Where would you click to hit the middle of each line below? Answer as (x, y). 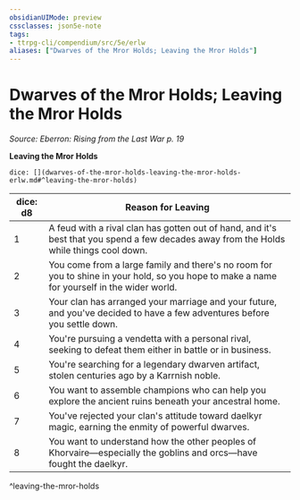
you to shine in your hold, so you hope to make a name (163, 276)
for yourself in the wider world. (113, 287)
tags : (19, 34)
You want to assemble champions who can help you (157, 390)
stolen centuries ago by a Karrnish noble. (135, 376)
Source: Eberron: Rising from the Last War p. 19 (97, 139)
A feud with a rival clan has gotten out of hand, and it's (162, 228)
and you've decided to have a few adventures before (159, 313)
